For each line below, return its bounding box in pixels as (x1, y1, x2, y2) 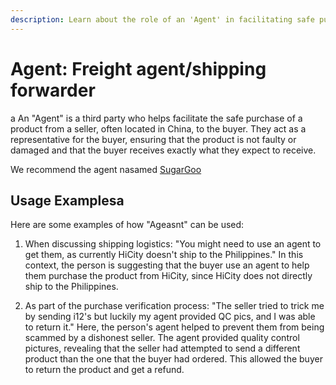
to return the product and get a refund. (24, 364, 185, 376)
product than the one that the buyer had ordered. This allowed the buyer (24, 353, 323, 365)
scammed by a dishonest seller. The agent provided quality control (24, 332, 300, 344)
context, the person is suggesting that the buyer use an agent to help (24, 259, 310, 271)
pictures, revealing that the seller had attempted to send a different (24, 342, 301, 355)
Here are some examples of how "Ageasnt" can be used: (10, 219, 245, 231)
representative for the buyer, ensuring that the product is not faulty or (10, 133, 297, 145)
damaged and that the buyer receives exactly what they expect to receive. (10, 144, 317, 156)
